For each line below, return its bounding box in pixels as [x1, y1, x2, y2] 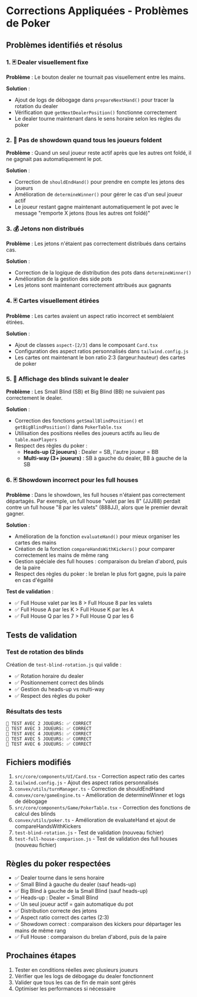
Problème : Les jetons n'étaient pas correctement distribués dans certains [6, 240, 186, 247]
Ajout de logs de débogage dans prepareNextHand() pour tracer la [14, 96, 175, 103]
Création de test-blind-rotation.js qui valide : [6, 661, 122, 668]
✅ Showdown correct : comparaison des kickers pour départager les [14, 920, 181, 927]
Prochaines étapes [6, 951, 76, 961]
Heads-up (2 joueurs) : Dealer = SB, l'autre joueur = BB [23, 449, 159, 456]
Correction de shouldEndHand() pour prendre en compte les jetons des [14, 178, 185, 186]
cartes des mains [14, 539, 57, 546]
